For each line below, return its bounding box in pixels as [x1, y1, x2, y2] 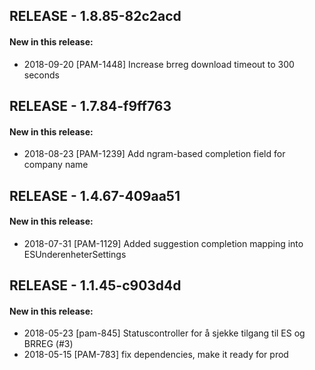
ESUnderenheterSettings [23, 248, 127, 260]
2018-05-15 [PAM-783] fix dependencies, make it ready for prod [23, 349, 289, 361]
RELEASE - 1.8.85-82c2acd [9, 8, 182, 25]
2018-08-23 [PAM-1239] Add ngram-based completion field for [23, 148, 286, 160]
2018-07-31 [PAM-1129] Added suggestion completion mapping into [23, 237, 304, 249]
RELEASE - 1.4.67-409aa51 [9, 187, 181, 204]
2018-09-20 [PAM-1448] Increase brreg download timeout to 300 [23, 58, 295, 70]
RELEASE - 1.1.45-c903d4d [9, 277, 182, 294]
